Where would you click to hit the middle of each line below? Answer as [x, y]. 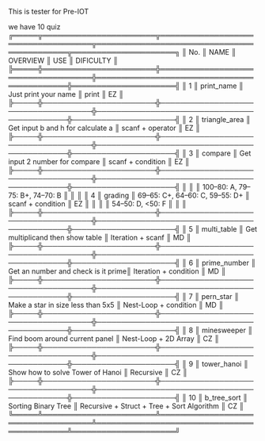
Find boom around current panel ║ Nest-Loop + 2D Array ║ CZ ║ [114, 339]
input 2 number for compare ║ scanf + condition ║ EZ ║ [99, 161]
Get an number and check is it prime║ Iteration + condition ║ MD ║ [117, 271]
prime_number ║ [229, 263]
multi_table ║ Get [229, 229]
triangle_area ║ [226, 119]
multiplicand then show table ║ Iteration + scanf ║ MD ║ [100, 238]
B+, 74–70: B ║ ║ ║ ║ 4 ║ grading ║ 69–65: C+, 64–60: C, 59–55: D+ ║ [135, 195]
